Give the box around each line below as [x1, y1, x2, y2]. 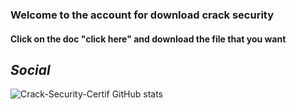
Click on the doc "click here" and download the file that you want [10, 33, 287, 45]
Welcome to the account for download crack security [10, 8, 275, 22]
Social [10, 61, 51, 78]
